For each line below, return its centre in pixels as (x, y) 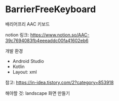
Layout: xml (25, 72)
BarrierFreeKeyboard (51, 9)
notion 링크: (17, 35)
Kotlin (18, 66)
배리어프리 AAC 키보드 (28, 24)
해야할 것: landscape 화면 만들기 (37, 93)
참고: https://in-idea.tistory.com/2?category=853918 (59, 82)
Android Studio (28, 61)
